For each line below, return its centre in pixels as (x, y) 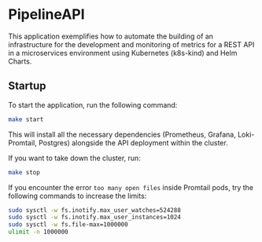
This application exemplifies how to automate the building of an (111, 36)
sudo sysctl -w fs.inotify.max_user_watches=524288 (94, 210)
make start (26, 119)
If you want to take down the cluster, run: (75, 158)
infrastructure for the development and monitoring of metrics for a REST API (131, 44)
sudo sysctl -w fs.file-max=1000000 (68, 225)
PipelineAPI (46, 15)
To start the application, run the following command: (93, 104)
